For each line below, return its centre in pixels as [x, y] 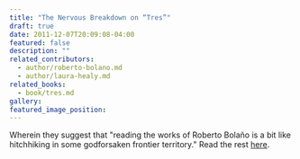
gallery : [26, 101]
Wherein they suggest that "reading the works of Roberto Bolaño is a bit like [150, 135]
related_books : [38, 84]
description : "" [40, 51]
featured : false [40, 43]
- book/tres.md [46, 93]
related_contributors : [52, 59]
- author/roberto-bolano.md [70, 68]
